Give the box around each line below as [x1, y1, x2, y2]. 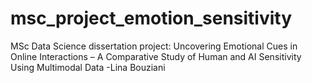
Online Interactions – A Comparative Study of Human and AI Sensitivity [10, 50, 302, 62]
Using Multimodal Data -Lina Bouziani [10, 61, 166, 73]
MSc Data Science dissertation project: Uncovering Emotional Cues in [10, 40, 298, 52]
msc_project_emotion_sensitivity [10, 7, 293, 30]
